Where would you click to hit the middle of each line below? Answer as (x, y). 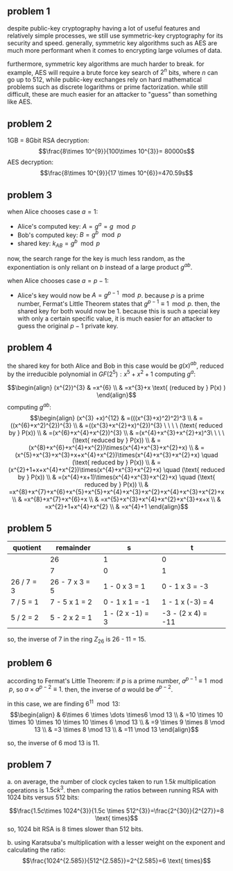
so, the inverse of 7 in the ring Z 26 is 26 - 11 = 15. (77, 640)
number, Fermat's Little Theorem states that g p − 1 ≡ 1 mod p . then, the (119, 303)
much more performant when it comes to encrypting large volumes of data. (115, 50)
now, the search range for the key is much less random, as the (96, 258)
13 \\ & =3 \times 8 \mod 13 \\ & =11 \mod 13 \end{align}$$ (116, 730)
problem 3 (30, 195)
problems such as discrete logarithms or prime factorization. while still (107, 87)
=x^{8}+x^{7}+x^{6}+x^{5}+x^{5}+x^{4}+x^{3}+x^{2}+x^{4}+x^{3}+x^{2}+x (116, 491)
